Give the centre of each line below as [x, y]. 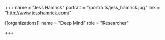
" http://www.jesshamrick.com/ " [38, 13]
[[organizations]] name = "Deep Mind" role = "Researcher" [67, 23]
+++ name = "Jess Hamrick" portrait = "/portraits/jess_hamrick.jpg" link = [82, 7]
